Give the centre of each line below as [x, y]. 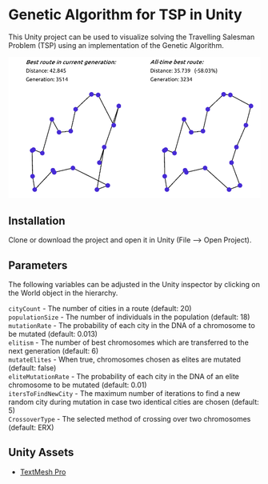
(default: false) [32, 368]
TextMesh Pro [43, 472]
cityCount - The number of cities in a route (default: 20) [100, 308]
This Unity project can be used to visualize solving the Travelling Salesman [132, 37]
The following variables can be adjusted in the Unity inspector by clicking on [134, 284]
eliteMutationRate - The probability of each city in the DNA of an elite [124, 376]
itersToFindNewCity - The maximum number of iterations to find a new [124, 393]
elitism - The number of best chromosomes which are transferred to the [129, 342]
